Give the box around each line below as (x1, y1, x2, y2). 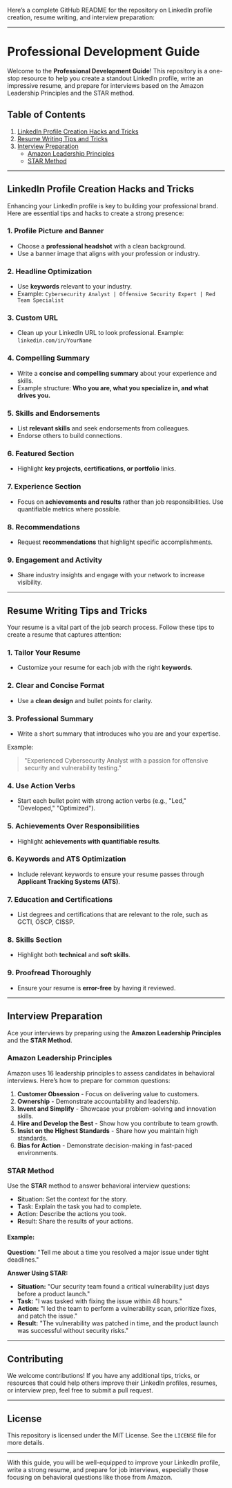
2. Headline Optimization (7, 266, 92, 276)
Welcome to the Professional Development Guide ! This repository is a (7, 66, 208, 75)
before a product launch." (17, 1290, 90, 1298)
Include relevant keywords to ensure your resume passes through (17, 870, 204, 878)
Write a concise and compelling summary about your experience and (17, 369, 217, 377)
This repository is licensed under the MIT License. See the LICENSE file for (7, 1431, 216, 1439)
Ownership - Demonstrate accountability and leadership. (17, 1097, 181, 1105)
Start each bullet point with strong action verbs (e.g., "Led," (17, 797, 186, 805)
